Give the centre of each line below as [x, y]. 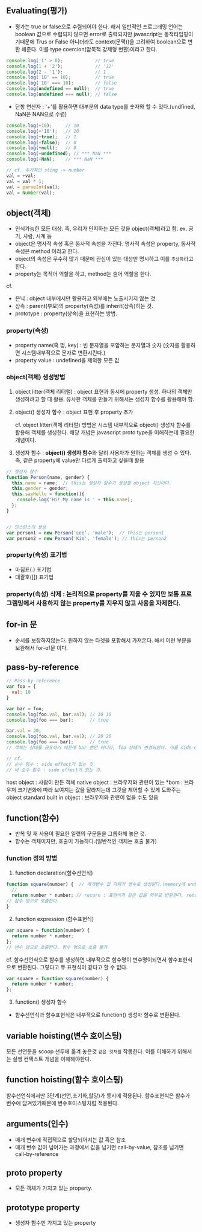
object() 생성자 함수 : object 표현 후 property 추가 [74, 412]
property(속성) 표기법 [37, 555]
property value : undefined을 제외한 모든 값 [67, 360]
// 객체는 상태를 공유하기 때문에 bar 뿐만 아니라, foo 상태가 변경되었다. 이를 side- [100, 748]
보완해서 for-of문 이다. [41, 647]
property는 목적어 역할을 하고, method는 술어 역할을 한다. [83, 274]
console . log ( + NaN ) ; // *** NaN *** [55, 159]
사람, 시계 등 [38, 236]
